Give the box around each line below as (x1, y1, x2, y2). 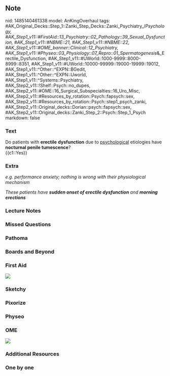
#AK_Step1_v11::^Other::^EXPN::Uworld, (5, 71, 87, 78)
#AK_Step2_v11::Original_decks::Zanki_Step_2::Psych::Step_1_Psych (5, 109, 146, 115)
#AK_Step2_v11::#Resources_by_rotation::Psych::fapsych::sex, (5, 93, 135, 99)
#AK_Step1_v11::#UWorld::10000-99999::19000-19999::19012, (31, 60, 160, 67)
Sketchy (5, 286, 26, 293)
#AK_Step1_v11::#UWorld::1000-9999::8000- (48, 55, 141, 61)
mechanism (5, 179, 30, 185)
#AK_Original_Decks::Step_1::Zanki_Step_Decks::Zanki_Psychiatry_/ (5, 23, 146, 29)
